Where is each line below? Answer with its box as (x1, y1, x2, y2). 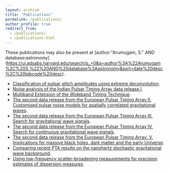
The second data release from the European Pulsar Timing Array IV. (12, 123, 153, 129)
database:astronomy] (5, 54, 50, 61)
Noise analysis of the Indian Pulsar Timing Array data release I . (12, 86, 143, 92)
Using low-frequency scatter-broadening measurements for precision (12, 155, 158, 161)
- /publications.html (10, 36, 55, 41)
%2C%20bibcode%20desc (5, 71, 63, 77)
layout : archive (5, 7, 39, 13)
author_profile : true (5, 21, 51, 27)
